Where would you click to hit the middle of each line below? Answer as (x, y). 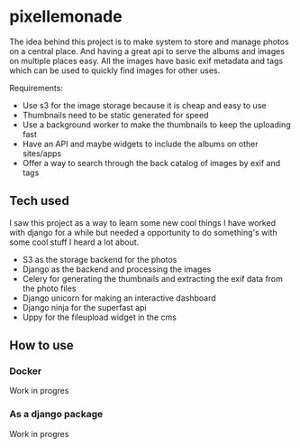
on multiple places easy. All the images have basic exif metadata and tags (146, 61)
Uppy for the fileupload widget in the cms (100, 317)
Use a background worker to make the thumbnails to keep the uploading (156, 125)
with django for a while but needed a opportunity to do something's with (143, 232)
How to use (41, 345)
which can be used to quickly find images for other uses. (115, 70)
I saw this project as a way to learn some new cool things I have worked (143, 222)
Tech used (39, 201)
